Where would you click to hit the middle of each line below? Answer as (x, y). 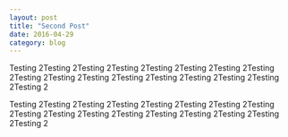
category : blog (38, 43)
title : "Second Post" (50, 26)
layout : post (34, 17)
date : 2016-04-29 (42, 34)
